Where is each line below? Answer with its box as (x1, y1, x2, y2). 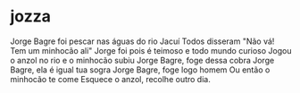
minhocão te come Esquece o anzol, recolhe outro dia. (10, 73, 211, 84)
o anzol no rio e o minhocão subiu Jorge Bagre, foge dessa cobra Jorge (10, 55, 275, 65)
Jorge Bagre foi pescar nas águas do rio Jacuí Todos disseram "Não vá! (10, 36, 275, 46)
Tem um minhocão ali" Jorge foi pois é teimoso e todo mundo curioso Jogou (10, 45, 292, 55)
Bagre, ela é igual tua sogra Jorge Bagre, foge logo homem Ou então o (10, 64, 271, 75)
